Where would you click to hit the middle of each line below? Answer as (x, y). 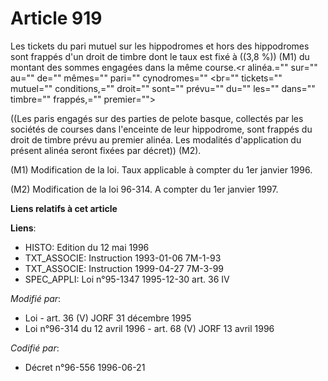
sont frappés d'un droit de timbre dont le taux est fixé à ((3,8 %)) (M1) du (160, 56)
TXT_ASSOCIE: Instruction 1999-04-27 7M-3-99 (124, 268)
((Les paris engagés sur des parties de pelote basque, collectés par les (157, 118)
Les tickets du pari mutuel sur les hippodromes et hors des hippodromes (160, 46)
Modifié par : (36, 298)
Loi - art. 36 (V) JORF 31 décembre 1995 (108, 318)
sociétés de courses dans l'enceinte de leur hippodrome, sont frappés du (161, 129)
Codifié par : (35, 348)
